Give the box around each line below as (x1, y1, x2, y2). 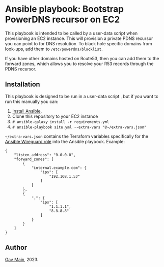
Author (5, 243, 27, 252)
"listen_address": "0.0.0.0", (14, 152, 76, 157)
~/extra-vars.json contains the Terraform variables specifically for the (5, 133, 149, 139)
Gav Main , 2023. (5, 256, 39, 262)
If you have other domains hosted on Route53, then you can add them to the (5, 55, 160, 61)
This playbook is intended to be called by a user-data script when (5, 30, 138, 36)
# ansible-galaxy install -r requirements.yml (12, 119, 109, 124)
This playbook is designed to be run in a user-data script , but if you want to (5, 93, 159, 99)
